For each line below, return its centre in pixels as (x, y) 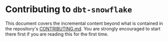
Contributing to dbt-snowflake (69, 9)
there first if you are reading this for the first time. (57, 34)
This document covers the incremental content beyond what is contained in (84, 23)
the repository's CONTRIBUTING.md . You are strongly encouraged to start (83, 28)
